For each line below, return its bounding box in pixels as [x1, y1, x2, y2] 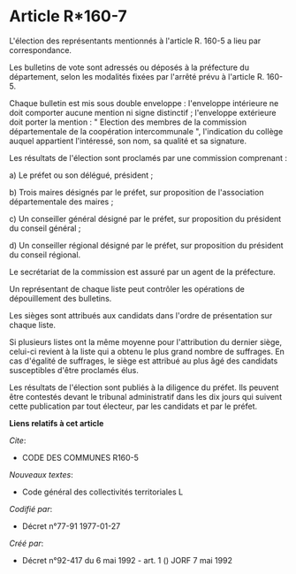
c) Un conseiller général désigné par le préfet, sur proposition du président [9, 213, 282, 224]
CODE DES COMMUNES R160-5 [21, 452, 140, 463]
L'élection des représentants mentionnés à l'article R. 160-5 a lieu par [9, 35, 262, 46]
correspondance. [9, 44, 72, 55]
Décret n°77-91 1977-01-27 [21, 520, 121, 532]
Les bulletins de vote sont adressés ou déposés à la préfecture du [9, 62, 250, 73]
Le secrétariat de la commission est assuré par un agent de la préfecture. [9, 266, 276, 277]
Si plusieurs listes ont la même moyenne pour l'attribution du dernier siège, [9, 336, 283, 347]
